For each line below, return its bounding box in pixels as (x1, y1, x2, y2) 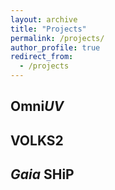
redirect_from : (10, 52, 74, 62)
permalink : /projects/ (10, 33, 105, 43)
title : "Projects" (10, 24, 87, 34)
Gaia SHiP (10, 166, 75, 183)
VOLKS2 (10, 132, 64, 149)
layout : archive (10, 14, 78, 25)
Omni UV (10, 98, 65, 115)
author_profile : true (10, 42, 101, 53)
